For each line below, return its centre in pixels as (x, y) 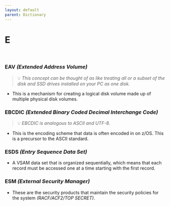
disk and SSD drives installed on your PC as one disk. (74, 84)
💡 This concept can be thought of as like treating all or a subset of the (91, 78)
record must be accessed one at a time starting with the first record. (84, 168)
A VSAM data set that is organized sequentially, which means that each (87, 163)
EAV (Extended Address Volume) (46, 67)
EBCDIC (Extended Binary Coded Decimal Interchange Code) (81, 112)
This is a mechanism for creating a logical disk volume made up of (81, 93)
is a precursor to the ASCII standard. (50, 139)
